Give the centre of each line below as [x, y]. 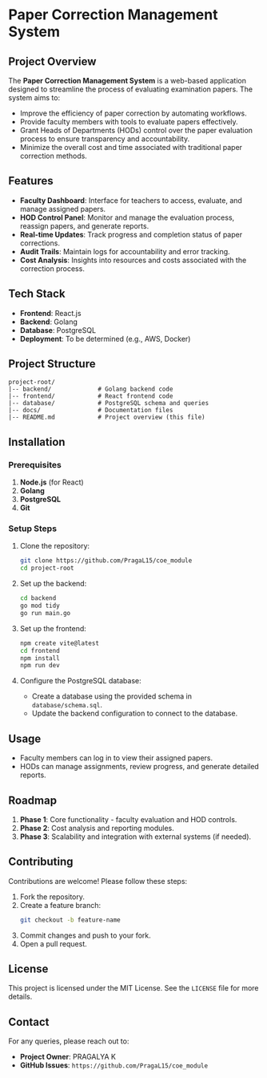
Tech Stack [37, 294]
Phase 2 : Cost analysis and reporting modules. [97, 828]
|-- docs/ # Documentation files [91, 411]
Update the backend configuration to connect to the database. [135, 713]
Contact [29, 1021]
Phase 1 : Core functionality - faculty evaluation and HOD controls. [128, 819]
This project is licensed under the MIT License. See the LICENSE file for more [133, 988]
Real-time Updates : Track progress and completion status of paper [131, 234]
